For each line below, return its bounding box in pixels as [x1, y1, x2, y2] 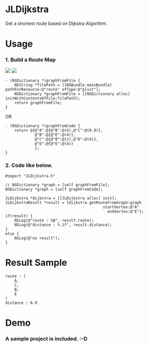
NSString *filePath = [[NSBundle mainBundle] [14, 83, 113, 88]
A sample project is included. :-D [5, 335, 88, 342]
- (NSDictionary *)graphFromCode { [5, 123, 81, 129]
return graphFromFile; [14, 100, 62, 106]
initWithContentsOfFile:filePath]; [5, 96, 81, 101]
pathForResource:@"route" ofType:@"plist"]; [5, 87, 101, 92]
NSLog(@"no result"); [14, 235, 60, 240]
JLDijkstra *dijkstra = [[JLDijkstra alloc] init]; [5, 195, 117, 201]
